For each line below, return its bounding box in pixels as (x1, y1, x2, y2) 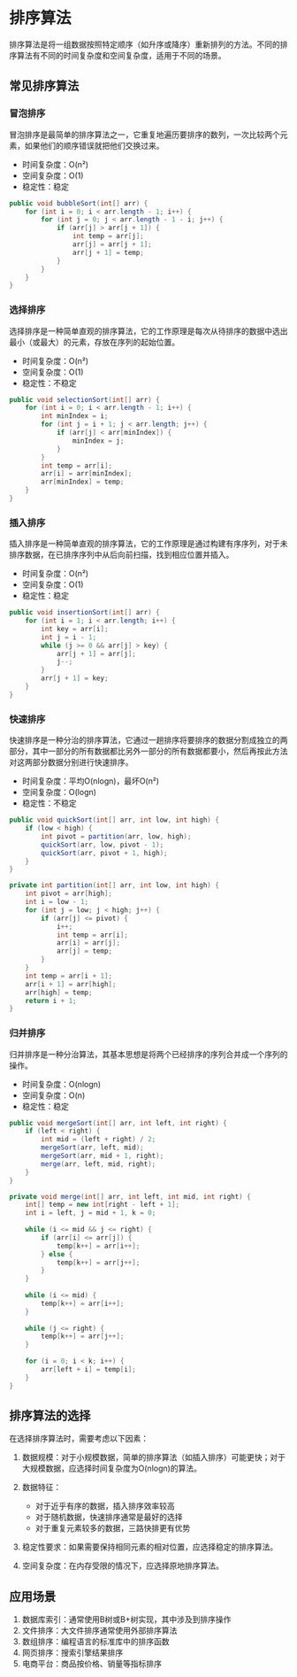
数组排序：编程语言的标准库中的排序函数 (21, 1636, 170, 1647)
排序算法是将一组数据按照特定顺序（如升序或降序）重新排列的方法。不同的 (9, 39, 280, 50)
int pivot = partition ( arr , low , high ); (41, 831, 192, 841)
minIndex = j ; (72, 436, 125, 445)
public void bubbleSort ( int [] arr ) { (9, 198, 148, 208)
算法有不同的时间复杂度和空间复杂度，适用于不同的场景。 (16, 50, 226, 60)
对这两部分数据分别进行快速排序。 (9, 757, 133, 768)
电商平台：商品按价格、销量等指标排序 (21, 1658, 162, 1669)
